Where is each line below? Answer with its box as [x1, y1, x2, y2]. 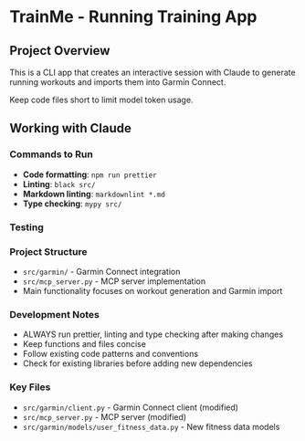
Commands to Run [9, 148, 93, 161]
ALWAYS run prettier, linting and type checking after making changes [22, 329, 284, 340]
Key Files [9, 381, 51, 394]
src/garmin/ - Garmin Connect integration [22, 266, 181, 277]
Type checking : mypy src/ [22, 198, 122, 209]
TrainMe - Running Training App [9, 6, 258, 27]
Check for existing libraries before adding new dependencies [22, 358, 253, 369]
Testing [9, 221, 44, 234]
